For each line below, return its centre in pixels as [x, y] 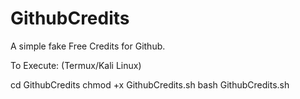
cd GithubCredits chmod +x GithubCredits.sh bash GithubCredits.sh [150, 84]
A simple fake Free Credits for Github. [88, 46]
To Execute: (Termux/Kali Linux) [76, 65]
